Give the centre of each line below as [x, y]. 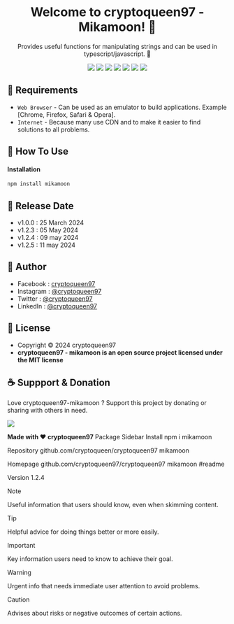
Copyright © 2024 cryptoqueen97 [67, 345]
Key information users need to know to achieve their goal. [90, 559]
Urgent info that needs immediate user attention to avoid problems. [104, 586]
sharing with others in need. [47, 411]
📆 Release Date [41, 206]
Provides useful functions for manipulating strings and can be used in [117, 46]
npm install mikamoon [39, 184]
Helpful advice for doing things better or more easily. [83, 532]
